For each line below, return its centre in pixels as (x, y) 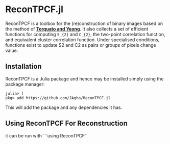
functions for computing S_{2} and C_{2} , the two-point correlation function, (85, 34)
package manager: (25, 84)
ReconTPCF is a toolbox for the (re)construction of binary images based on (84, 23)
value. (12, 50)
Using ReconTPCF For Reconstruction (66, 123)
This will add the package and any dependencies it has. (64, 107)
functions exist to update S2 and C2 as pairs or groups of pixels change (81, 45)
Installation (23, 66)
